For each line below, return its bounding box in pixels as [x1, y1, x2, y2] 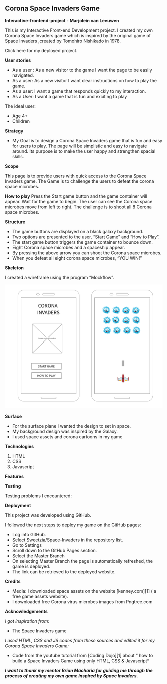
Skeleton [5, 265, 24, 271]
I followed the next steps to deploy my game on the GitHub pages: [5, 522, 141, 528]
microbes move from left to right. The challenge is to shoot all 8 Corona [5, 204, 152, 210]
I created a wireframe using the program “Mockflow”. [5, 274, 115, 280]
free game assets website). [12, 593, 68, 600]
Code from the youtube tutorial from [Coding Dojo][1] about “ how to [12, 653, 153, 659]
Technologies [5, 443, 34, 450]
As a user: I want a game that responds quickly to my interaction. [12, 88, 146, 94]
